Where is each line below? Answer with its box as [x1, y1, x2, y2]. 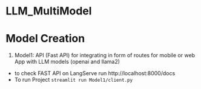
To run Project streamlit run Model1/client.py [14, 76, 133, 84]
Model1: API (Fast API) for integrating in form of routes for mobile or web [14, 52, 195, 59]
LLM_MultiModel [5, 4, 92, 18]
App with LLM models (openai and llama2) [14, 58, 120, 66]
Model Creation [5, 32, 85, 46]
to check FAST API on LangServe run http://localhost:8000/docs [14, 70, 176, 77]
